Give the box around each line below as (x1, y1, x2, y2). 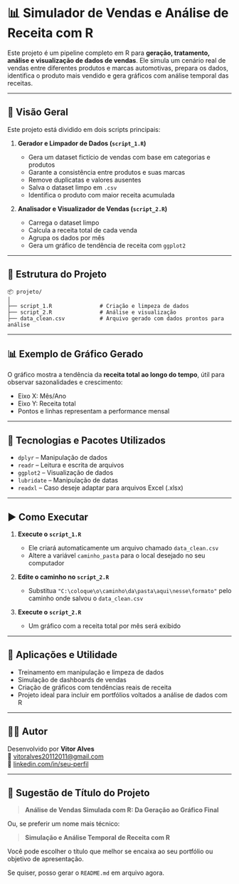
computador (28, 559, 65, 567)
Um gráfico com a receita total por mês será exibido (28, 622, 181, 630)
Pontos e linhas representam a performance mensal (17, 407, 170, 416)
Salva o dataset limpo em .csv (28, 183, 117, 192)
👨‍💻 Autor (7, 726, 48, 738)
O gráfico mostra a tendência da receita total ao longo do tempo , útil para (7, 371, 225, 379)
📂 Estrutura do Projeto (7, 268, 107, 281)
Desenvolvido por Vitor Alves (7, 744, 95, 753)
